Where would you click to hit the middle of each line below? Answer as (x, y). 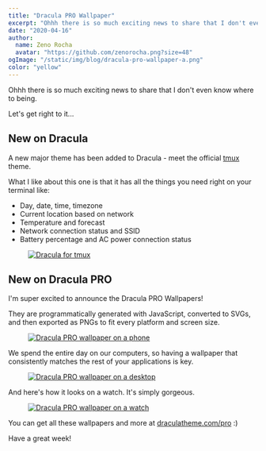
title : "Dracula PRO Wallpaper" (61, 15)
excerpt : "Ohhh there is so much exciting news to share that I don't (127, 23)
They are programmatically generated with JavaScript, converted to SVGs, (129, 314)
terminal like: (29, 190)
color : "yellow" (35, 67)
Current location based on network (77, 214)
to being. (23, 98)
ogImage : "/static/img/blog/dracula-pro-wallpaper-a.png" (106, 60)
